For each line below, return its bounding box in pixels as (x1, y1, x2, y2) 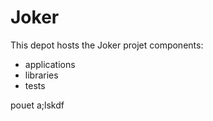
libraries (24, 69, 59, 81)
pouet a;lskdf (10, 99, 65, 111)
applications (24, 58, 76, 70)
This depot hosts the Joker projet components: (10, 39, 204, 51)
